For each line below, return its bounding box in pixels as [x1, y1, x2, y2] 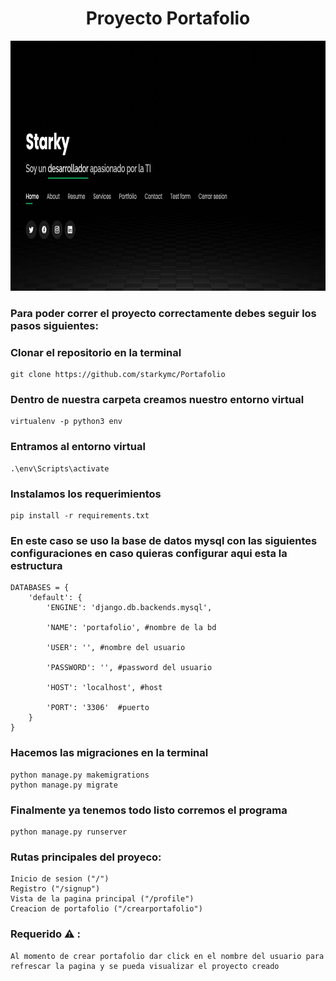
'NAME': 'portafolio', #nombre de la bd [46, 623, 217, 633]
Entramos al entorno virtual [10, 440, 146, 454]
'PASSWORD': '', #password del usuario [46, 663, 213, 673]
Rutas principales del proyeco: [10, 850, 162, 864]
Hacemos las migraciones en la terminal [10, 746, 209, 760]
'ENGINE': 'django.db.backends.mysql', [46, 603, 213, 613]
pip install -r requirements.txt [10, 511, 150, 521]
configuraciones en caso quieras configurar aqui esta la [10, 546, 288, 560]
